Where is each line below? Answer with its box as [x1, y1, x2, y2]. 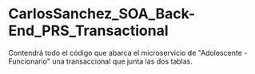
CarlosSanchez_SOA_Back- [8, 5, 196, 23]
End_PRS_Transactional [8, 21, 169, 40]
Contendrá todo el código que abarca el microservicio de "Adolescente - [8, 48, 248, 57]
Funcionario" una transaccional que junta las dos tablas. [8, 56, 193, 66]
